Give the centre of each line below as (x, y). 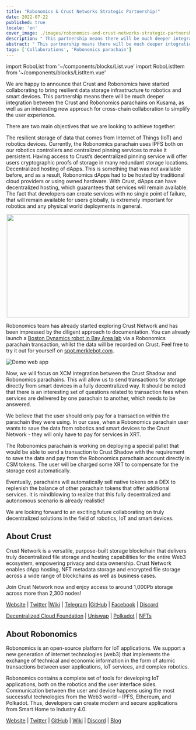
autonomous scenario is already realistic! (55, 501)
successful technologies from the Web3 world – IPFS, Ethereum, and (89, 697)
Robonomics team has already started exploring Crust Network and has (92, 325)
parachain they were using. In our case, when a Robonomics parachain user (97, 421)
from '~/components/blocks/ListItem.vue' (56, 72)
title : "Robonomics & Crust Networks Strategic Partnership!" (83, 11)
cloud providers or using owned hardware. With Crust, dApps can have (91, 181)
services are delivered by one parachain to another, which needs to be (91, 398)
